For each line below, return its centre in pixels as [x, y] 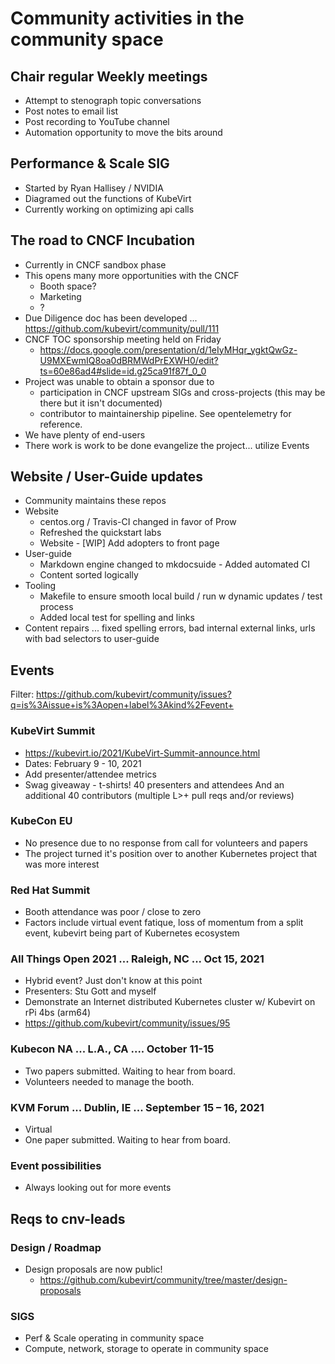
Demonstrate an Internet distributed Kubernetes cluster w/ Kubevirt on [170, 1002]
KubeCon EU [41, 821]
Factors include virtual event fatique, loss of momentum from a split [164, 923]
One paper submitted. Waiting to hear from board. [127, 1140]
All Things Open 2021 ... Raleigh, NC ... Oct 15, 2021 [137, 959]
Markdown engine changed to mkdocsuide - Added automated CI [174, 564]
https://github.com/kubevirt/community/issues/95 [127, 1023]
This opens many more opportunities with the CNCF [132, 275]
